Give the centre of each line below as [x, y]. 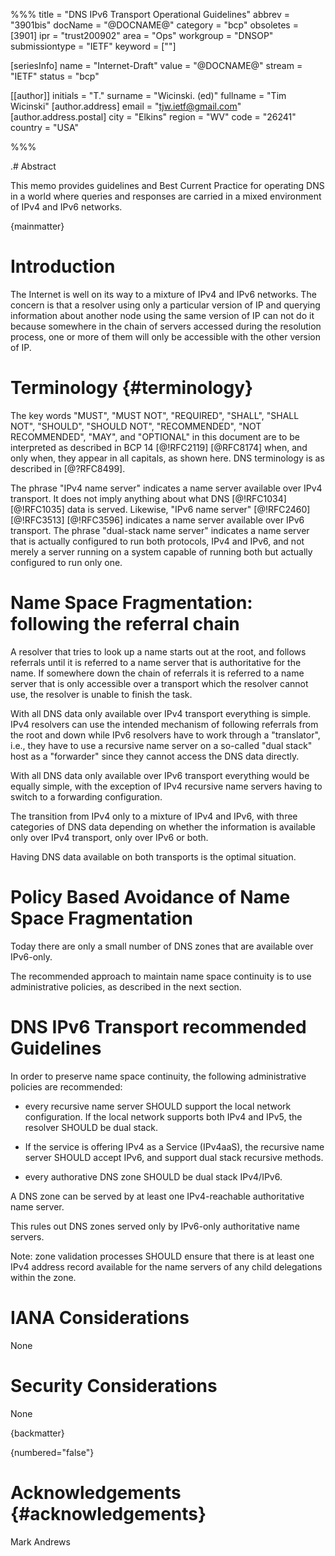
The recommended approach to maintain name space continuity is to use [161, 976]
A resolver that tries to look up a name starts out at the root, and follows [158, 651]
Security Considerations [114, 1385]
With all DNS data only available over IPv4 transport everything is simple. [161, 713]
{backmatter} [37, 1433]
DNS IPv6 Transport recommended [158, 1026]
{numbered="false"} [52, 1452]
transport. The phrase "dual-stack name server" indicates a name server [160, 530]
